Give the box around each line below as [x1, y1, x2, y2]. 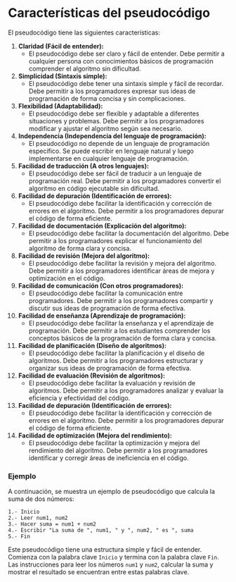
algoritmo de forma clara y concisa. [28, 244, 132, 252]
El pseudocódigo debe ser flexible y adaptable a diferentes [28, 109, 199, 118]
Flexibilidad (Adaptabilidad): [18, 101, 103, 110]
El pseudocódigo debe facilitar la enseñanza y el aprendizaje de [28, 318, 214, 327]
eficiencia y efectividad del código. [28, 393, 131, 402]
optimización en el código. [28, 273, 106, 283]
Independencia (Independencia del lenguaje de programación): [18, 132, 206, 140]
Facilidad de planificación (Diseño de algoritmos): [18, 341, 167, 349]
